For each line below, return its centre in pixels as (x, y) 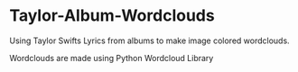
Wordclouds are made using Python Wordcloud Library (112, 58)
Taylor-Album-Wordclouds (112, 16)
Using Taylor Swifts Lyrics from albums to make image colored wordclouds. (150, 40)
